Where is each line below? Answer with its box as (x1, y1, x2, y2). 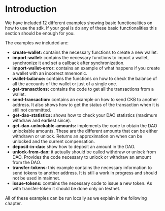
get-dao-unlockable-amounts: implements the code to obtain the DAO (12, 122, 158, 129)
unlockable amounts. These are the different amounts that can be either (12, 128, 158, 134)
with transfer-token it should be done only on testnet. (12, 185, 121, 191)
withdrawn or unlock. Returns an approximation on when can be (12, 133, 142, 139)
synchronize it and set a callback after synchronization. (12, 60, 125, 66)
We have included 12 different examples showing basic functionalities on (5, 20, 153, 26)
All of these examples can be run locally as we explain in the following (5, 195, 147, 201)
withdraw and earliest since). (12, 117, 71, 123)
